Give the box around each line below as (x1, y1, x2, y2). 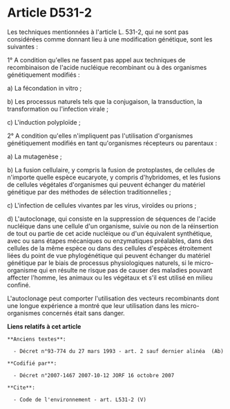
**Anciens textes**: (7, 336, 67, 343)
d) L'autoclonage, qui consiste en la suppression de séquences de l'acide (7, 215, 216, 223)
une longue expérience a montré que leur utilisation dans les (7, 301, 180, 309)
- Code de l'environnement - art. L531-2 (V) (13, 396, 147, 403)
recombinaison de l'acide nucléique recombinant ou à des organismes (7, 63, 207, 71)
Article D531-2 (7, 5, 92, 21)
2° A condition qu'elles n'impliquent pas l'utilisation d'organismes (7, 131, 193, 140)
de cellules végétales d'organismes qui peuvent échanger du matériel (7, 180, 206, 188)
